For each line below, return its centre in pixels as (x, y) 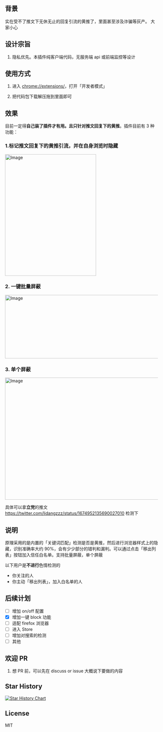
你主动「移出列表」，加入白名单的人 (47, 581)
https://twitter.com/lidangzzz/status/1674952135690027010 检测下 (72, 513)
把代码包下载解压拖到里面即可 (42, 97)
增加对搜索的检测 (29, 635)
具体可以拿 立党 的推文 (26, 507)
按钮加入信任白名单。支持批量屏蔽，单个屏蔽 (58, 555)
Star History (24, 687)
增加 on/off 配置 (28, 611)
